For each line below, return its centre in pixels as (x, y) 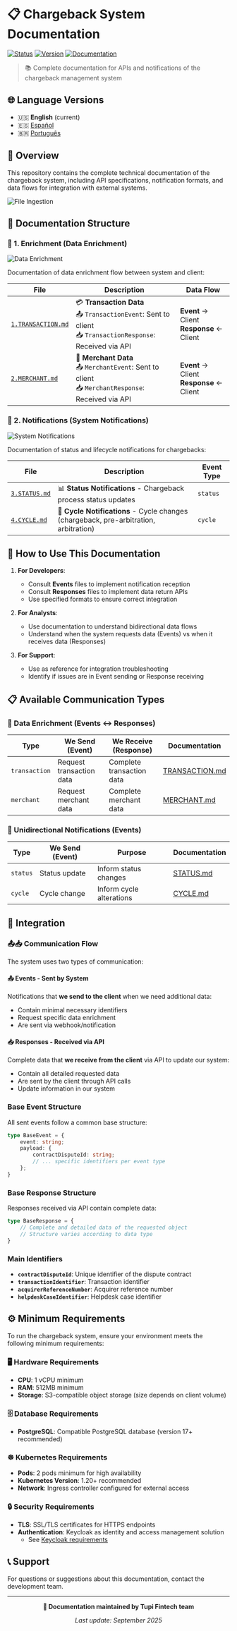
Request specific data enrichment (67, 1018)
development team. (35, 1586)
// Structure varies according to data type (86, 1234)
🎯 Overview (33, 156)
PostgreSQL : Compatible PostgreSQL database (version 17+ (105, 1432)
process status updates (96, 499)
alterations (115, 898)
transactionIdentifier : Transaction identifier (83, 1281)
